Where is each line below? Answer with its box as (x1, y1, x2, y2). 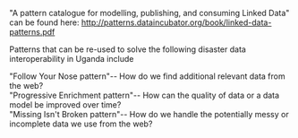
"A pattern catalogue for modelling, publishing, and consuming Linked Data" (9, 8, 290, 18)
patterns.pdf (9, 27, 55, 37)
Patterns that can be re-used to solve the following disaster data (9, 44, 246, 55)
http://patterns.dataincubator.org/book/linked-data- (81, 17, 272, 28)
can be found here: (9, 17, 80, 28)
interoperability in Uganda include (9, 54, 134, 64)
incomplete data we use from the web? (9, 118, 153, 129)
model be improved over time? (9, 99, 122, 110)
